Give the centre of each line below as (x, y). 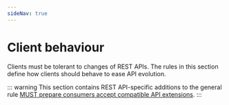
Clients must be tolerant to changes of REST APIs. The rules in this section (113, 67)
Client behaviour (56, 47)
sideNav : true (28, 13)
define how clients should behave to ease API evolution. (87, 73)
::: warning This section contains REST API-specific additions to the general (114, 87)
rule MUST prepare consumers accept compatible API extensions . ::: (104, 94)
